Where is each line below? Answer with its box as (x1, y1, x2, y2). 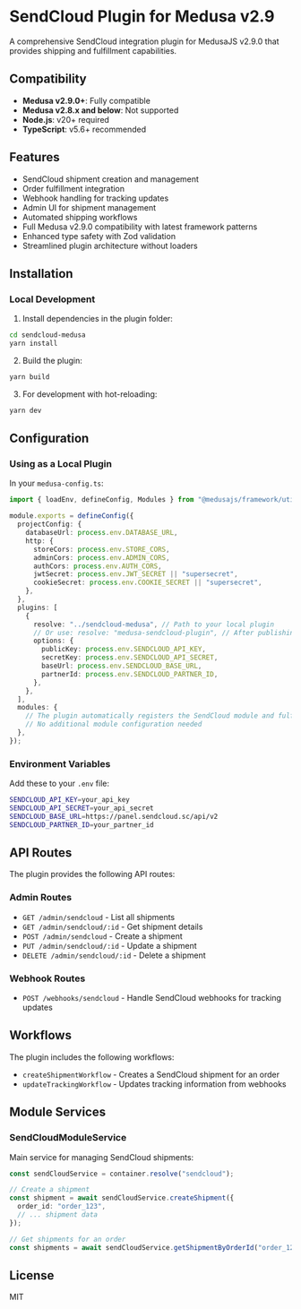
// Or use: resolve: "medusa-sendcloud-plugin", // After (32, 628, 254, 637)
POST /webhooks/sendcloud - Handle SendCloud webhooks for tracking (21, 993, 282, 1003)
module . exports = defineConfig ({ (9, 512, 134, 521)
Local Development (9, 293, 96, 306)
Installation (9, 266, 73, 281)
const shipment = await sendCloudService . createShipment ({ (9, 1193, 235, 1202)
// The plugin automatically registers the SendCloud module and (25, 711, 275, 720)
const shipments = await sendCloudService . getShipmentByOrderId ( (9, 1243, 258, 1252)
